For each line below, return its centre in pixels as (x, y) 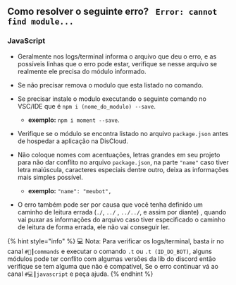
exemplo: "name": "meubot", (70, 190)
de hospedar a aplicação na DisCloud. (73, 141)
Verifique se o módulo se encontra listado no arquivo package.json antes (123, 133)
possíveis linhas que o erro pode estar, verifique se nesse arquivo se (117, 63)
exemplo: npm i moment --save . (74, 120)
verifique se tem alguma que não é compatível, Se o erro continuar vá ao (113, 266)
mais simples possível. (50, 177)
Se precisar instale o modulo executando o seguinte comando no (112, 99)
